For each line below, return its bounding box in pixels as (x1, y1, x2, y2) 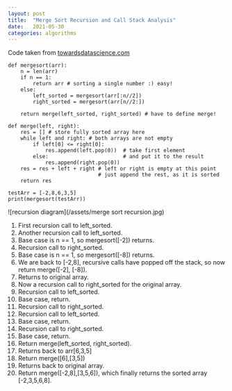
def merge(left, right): (8, 123, 80, 130)
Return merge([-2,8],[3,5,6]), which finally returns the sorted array (17, 369, 208, 377)
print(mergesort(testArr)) (8, 196, 86, 203)
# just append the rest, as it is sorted (97, 172, 219, 178)
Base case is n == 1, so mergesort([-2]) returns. (17, 236, 155, 244)
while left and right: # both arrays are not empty (20, 135, 173, 142)
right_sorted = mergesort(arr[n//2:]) (33, 99, 145, 106)
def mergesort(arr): (8, 62, 68, 69)
